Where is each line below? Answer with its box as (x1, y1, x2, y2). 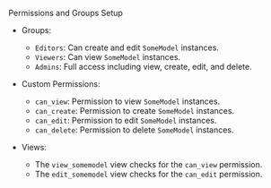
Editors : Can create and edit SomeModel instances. (34, 42, 219, 53)
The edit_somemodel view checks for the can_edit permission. (34, 169, 263, 179)
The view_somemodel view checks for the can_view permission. (34, 159, 263, 169)
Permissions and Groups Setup (8, 8, 123, 18)
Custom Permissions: (21, 79, 101, 89)
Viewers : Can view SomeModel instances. (34, 52, 181, 62)
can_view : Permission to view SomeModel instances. (34, 96, 221, 107)
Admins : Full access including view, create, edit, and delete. (34, 62, 252, 72)
